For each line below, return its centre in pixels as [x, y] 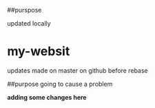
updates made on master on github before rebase [77, 70]
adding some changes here [47, 97]
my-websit [39, 52]
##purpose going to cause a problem [60, 84]
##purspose [24, 10]
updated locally [29, 23]
